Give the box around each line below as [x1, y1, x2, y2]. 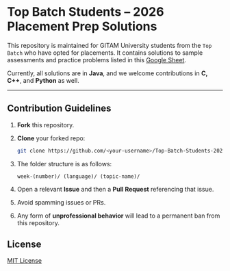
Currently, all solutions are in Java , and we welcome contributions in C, [7, 69, 208, 77]
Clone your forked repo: [16, 134, 86, 142]
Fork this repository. [16, 120, 75, 129]
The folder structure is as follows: [16, 159, 112, 168]
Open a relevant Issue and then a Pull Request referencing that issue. [16, 185, 214, 193]
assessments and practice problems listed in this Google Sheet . [7, 55, 187, 64]
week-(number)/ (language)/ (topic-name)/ [16, 172, 140, 180]
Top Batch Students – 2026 [7, 4, 164, 20]
